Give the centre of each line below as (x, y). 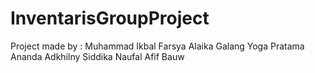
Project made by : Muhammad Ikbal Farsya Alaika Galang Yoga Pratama (157, 46)
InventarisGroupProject (110, 18)
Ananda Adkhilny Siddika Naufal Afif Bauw (97, 56)
